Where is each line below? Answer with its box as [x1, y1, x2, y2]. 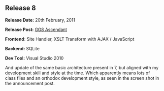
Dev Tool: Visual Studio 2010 [5, 55, 64, 61]
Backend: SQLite [5, 45, 40, 51]
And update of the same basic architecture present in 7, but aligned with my [5, 64, 159, 70]
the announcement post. [5, 80, 55, 86]
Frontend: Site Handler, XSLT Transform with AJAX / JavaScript [5, 36, 134, 42]
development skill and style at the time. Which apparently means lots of [5, 70, 150, 76]
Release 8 [5, 4, 36, 12]
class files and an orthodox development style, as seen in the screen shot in [5, 75, 159, 81]
